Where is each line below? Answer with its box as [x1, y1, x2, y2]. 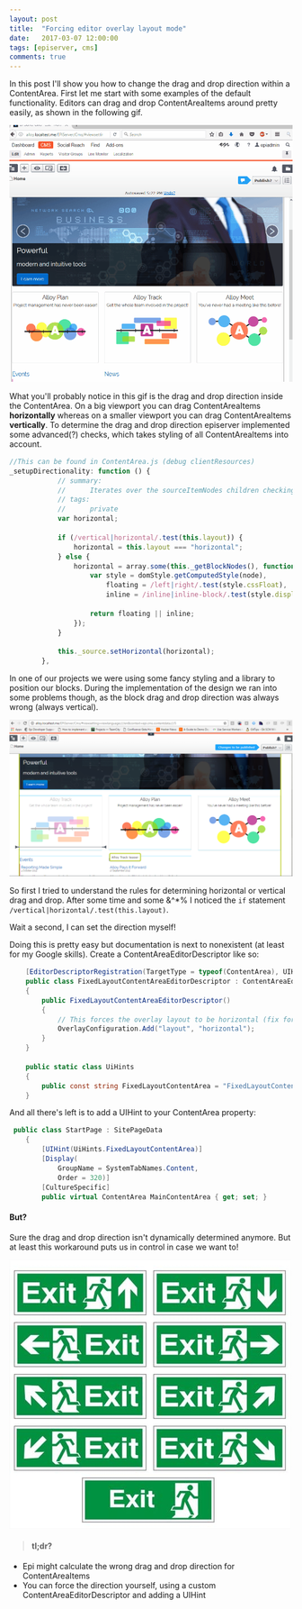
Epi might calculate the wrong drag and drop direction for [22, 1560, 235, 1571]
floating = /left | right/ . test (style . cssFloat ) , [105, 581, 288, 590]
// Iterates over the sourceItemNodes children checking [57, 486, 296, 495]
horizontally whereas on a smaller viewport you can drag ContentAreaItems [9, 410, 292, 421]
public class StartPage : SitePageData [13, 1126, 164, 1135]
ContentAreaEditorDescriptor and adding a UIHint [22, 1589, 207, 1600]
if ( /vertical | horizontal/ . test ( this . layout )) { [57, 532, 244, 542]
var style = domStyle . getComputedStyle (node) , [89, 571, 268, 580]
